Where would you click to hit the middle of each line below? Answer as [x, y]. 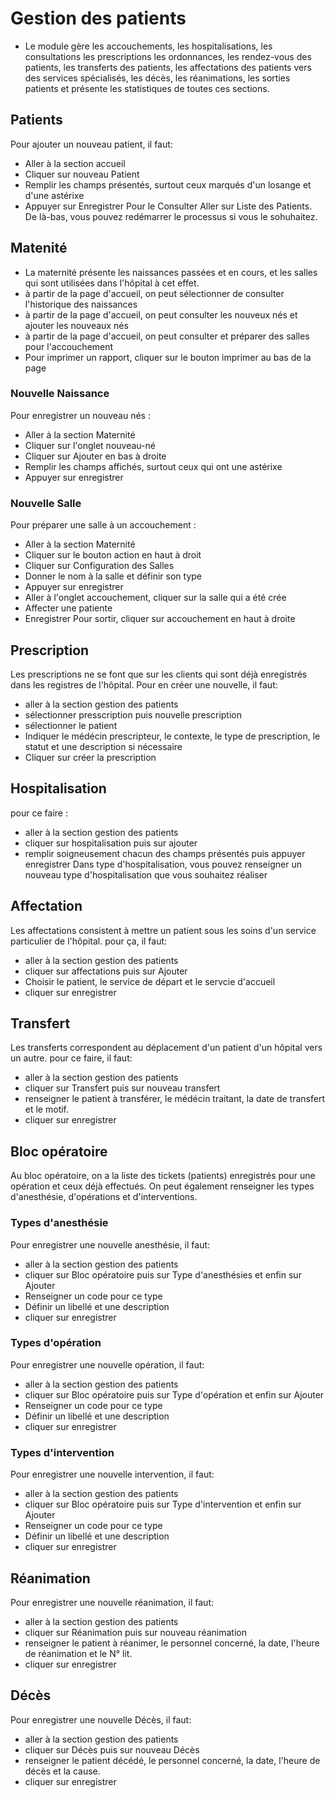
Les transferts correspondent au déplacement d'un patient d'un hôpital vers [166, 1048]
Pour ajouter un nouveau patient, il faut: [91, 144]
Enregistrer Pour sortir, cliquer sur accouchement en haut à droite [160, 619]
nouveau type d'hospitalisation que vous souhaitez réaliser [146, 874]
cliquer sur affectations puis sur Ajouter [106, 971]
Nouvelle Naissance [60, 394]
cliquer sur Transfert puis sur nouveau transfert [122, 1088]
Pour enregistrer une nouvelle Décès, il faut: [101, 1719]
